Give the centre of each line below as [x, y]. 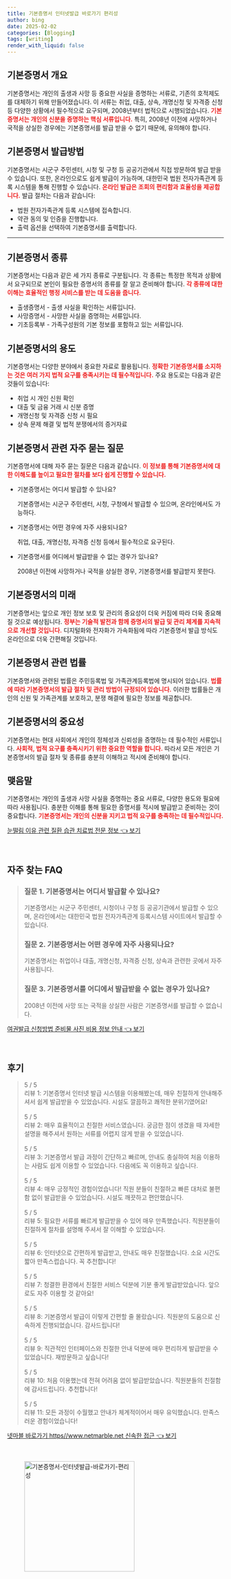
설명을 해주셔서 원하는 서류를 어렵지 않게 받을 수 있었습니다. [104, 1134]
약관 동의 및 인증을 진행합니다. [57, 219]
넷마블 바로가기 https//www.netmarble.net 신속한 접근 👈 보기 [92, 1435]
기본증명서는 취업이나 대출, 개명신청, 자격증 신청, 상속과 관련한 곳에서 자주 [123, 961]
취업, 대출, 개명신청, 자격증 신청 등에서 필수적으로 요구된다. [96, 542]
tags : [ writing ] [30, 39]
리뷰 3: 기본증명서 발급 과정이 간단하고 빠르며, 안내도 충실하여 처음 [113, 1157]
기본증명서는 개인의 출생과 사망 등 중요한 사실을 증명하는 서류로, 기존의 [101, 93]
